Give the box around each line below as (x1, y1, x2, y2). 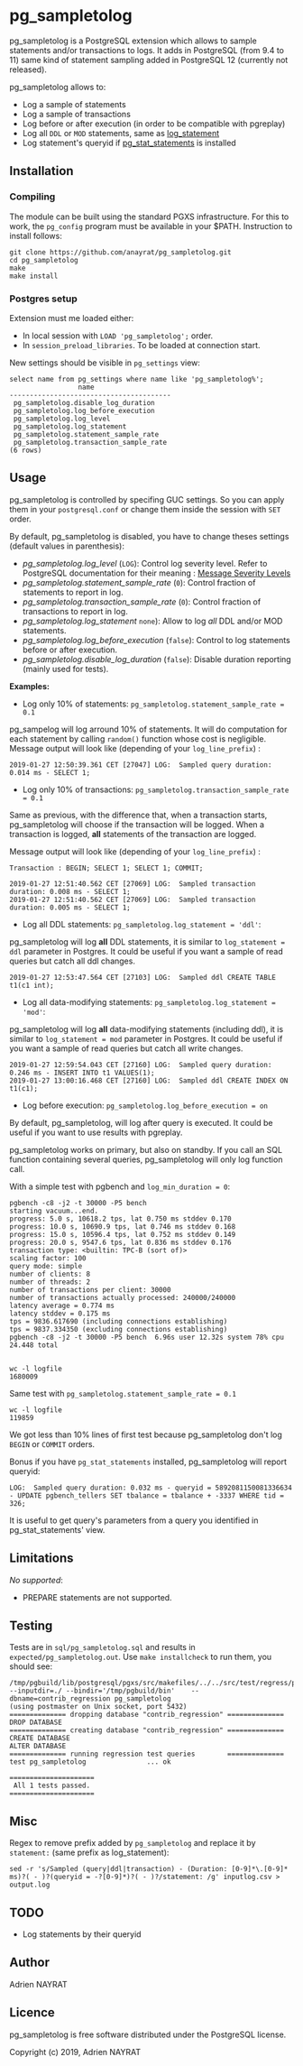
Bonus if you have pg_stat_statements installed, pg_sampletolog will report (9, 1456, 287, 1467)
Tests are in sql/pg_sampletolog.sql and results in (9, 1642, 196, 1653)
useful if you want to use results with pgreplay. (9, 1127, 183, 1138)
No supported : (9, 1574, 63, 1585)
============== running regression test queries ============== (9, 1749, 284, 1759)
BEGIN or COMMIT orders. (9, 1438, 96, 1449)
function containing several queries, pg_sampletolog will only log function (9, 1154, 283, 1165)
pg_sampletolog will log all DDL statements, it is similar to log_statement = (9, 936, 286, 947)
